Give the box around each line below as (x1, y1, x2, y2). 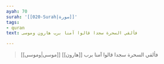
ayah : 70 (6, 8, 28, 15)
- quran (6, 24, 25, 31)
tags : (6, 19, 19, 25)
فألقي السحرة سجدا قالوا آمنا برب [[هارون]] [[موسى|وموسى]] (20, 51, 159, 58)
